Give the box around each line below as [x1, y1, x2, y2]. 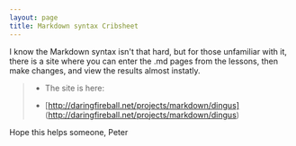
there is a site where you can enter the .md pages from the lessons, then [9, 56, 279, 66]
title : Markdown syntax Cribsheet [9, 21, 139, 30]
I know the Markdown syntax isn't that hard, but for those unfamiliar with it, [9, 46, 288, 56]
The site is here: [44, 82, 105, 93]
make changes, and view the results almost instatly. [9, 64, 201, 76]
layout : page [9, 13, 58, 22]
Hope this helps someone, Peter [9, 126, 129, 137]
